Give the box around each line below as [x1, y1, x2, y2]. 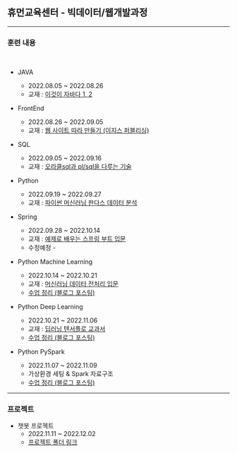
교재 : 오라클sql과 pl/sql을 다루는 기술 [28, 162, 132, 171]
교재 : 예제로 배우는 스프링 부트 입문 [28, 235, 126, 243]
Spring [17, 212, 37, 221]
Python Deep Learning [17, 303, 83, 311]
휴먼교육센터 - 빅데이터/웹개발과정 [7, 6, 148, 19]
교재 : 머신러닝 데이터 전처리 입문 [28, 279, 119, 288]
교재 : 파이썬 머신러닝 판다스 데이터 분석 [28, 198, 138, 207]
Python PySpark [17, 348, 65, 356]
